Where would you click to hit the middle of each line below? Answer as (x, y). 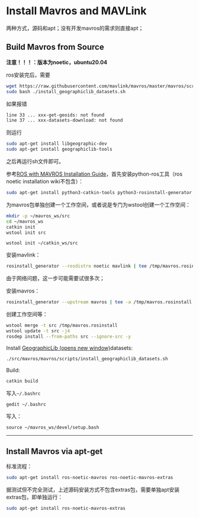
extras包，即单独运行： (35, 497)
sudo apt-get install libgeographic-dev (57, 144)
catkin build (22, 381)
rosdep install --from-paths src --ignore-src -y (69, 337)
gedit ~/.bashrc (26, 404)
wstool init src (26, 233)
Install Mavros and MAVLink (76, 11)
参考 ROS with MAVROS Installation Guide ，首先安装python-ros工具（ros (94, 174)
